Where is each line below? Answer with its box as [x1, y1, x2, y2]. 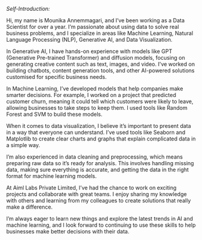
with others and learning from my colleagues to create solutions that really [6, 197, 191, 204]
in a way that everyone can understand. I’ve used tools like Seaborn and [6, 129, 186, 136]
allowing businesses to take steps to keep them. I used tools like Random [6, 104, 188, 111]
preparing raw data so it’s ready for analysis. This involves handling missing [6, 160, 194, 166]
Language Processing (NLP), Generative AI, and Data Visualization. [6, 36, 173, 43]
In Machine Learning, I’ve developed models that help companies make [6, 85, 183, 92]
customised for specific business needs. [6, 74, 107, 80]
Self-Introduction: [6, 5, 50, 12]
